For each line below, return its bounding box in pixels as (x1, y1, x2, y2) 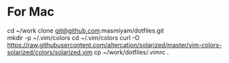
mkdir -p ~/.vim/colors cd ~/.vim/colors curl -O (7, 33, 140, 41)
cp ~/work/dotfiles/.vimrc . (93, 48, 169, 56)
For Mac (7, 4, 55, 20)
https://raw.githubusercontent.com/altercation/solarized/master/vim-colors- (7, 41, 222, 49)
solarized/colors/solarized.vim (7, 48, 93, 56)
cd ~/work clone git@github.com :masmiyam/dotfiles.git (7, 26, 165, 35)
